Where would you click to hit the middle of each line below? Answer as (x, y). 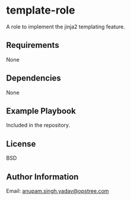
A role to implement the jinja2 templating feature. (66, 27)
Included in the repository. (38, 125)
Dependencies (33, 78)
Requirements (33, 45)
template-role (41, 10)
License (21, 143)
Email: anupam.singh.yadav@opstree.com (57, 191)
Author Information (42, 177)
